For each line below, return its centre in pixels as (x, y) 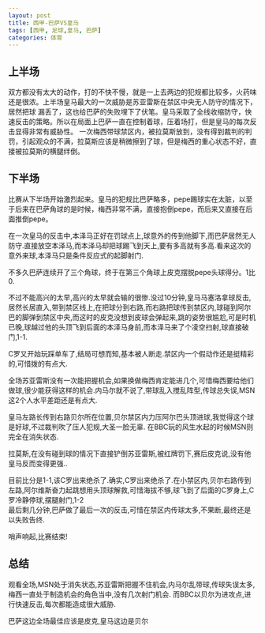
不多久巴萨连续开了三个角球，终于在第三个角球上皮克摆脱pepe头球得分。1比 (132, 272)
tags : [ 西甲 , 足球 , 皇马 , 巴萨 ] (55, 30)
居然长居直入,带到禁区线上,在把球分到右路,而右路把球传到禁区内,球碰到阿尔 (130, 307)
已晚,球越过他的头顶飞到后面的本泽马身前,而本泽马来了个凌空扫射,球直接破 (129, 327)
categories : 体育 (35, 38)
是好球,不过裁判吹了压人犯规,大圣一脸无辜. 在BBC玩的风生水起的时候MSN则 (131, 427)
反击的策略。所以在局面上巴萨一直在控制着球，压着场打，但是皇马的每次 (132, 122)
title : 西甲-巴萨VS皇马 (43, 23)
